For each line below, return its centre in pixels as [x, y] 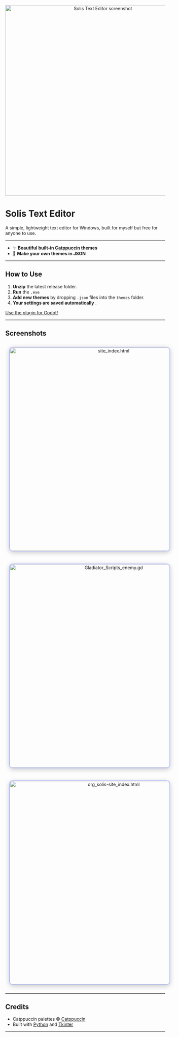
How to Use [24, 274]
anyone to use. [21, 233]
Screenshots [26, 333]
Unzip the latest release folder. [45, 286]
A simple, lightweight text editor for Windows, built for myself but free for [82, 228]
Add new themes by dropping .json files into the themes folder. [78, 297]
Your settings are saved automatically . [55, 303]
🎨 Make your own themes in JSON [49, 253]
